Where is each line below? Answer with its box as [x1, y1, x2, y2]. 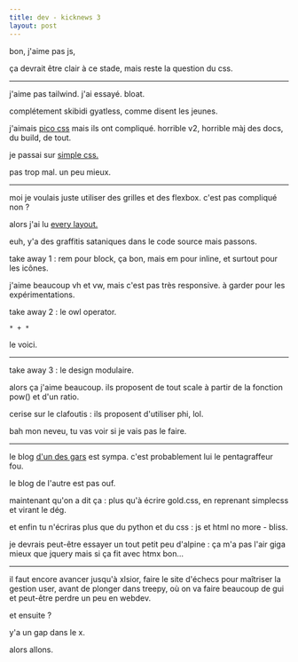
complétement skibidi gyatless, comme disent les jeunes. [9, 106, 218, 116]
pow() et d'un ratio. [9, 391, 80, 402]
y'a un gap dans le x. [9, 627, 86, 637]
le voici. [9, 339, 38, 350]
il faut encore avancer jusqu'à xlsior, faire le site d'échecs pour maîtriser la [9, 573, 281, 584]
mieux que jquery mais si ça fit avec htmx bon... [9, 548, 184, 559]
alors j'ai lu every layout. [9, 218, 98, 229]
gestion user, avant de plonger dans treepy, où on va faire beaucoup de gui [9, 583, 285, 594]
